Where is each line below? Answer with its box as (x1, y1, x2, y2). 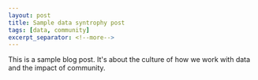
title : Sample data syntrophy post (8, 19, 125, 27)
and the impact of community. (8, 64, 106, 73)
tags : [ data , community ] (8, 26, 90, 34)
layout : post (8, 11, 51, 20)
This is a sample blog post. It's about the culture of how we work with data (8, 55, 251, 64)
